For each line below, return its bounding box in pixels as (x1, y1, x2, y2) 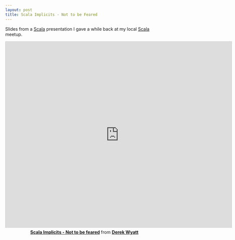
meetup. (5, 31, 23, 37)
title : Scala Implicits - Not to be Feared (5, 12, 98, 17)
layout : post (5, 7, 33, 13)
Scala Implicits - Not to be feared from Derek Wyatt (30, 229, 139, 235)
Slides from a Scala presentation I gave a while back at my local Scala (5, 26, 150, 32)
